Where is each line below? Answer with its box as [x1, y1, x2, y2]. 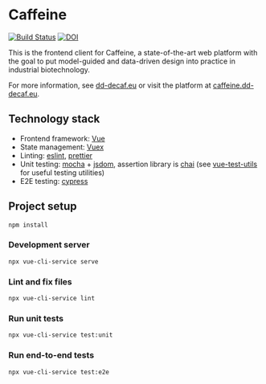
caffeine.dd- [212, 80, 255, 90]
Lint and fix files [8, 276, 72, 287]
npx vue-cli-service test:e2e [8, 368, 110, 376]
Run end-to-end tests [8, 349, 95, 361]
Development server [8, 239, 90, 251]
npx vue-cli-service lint [8, 295, 95, 303]
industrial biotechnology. [8, 64, 91, 74]
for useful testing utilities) [19, 167, 105, 178]
